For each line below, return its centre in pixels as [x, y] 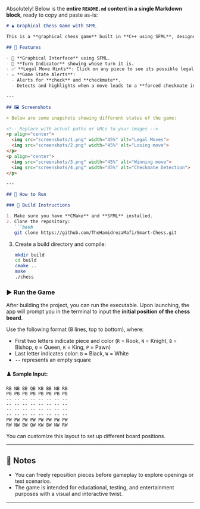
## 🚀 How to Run [26, 195]
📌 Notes [21, 460]
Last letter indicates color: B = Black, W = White [72, 354]
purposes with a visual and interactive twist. [69, 494]
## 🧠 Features [24, 47]
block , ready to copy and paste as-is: [52, 15]
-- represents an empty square [53, 360]
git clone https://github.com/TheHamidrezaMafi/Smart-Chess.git [96, 232]
